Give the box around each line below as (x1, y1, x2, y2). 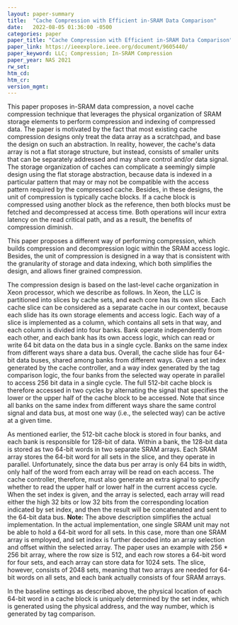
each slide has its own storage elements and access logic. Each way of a (7, 311, 220, 319)
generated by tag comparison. (7, 609, 96, 618)
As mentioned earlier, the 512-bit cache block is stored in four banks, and (7, 430, 222, 438)
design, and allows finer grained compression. (7, 267, 143, 275)
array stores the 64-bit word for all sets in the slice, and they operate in (7, 453, 215, 461)
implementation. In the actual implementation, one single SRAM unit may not (7, 521, 230, 529)
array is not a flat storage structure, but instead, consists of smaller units (7, 148, 220, 156)
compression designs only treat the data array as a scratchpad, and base (7, 133, 221, 141)
